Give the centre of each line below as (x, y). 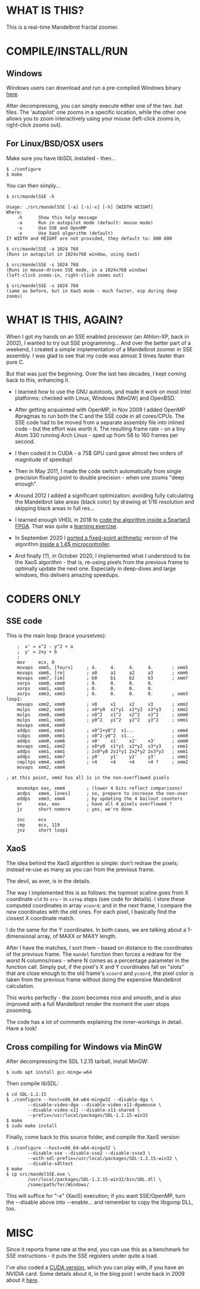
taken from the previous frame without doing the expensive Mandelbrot (94, 979)
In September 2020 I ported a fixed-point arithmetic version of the (96, 538)
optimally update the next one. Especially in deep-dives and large (95, 568)
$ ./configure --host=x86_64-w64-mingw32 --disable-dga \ (80, 1100)
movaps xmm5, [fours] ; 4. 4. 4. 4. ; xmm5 (102, 667)
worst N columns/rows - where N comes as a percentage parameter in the (98, 960)
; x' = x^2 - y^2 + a (45, 646)
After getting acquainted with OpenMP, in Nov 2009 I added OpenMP (100, 409)
